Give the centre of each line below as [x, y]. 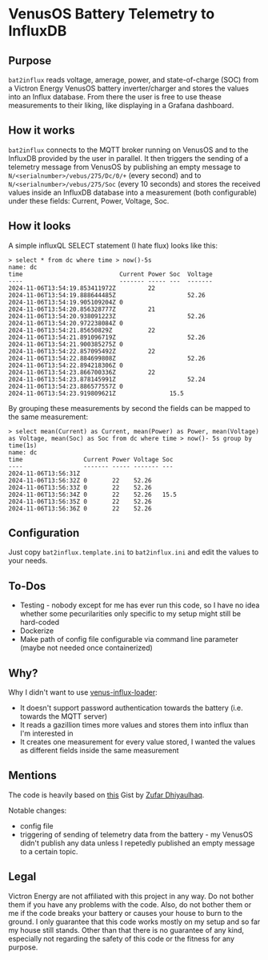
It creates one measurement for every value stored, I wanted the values [138, 742]
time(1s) [23, 446]
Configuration [44, 533]
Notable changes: [38, 810]
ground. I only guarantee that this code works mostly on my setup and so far [134, 922]
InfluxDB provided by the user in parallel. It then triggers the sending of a [128, 158]
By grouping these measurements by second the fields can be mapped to [129, 408]
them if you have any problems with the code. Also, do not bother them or [130, 904]
